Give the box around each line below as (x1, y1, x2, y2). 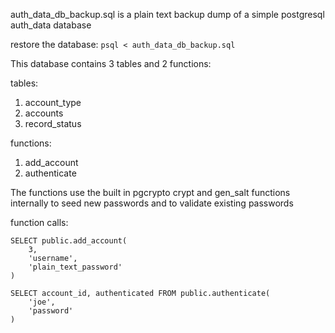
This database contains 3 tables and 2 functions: (10, 58, 212, 69)
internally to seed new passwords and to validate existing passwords (10, 197, 294, 209)
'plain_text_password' (28, 262, 123, 272)
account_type (24, 97, 82, 108)
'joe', (28, 297, 56, 307)
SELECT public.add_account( (10, 236, 128, 246)
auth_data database (10, 19, 92, 31)
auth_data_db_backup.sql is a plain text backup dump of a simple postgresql (10, 9, 325, 20)
